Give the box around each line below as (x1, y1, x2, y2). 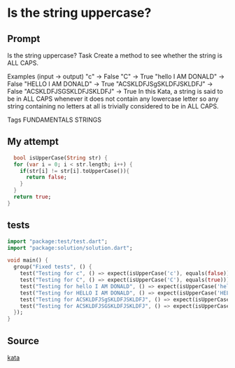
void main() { (7, 257, 49, 264)
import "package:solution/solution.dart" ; (7, 244, 133, 251)
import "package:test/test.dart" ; (7, 238, 108, 245)
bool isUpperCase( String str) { (13, 154, 108, 162)
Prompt (7, 33, 41, 45)
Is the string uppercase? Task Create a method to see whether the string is (7, 51, 222, 59)
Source (7, 334, 40, 347)
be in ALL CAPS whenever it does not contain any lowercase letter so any (7, 94, 219, 103)
